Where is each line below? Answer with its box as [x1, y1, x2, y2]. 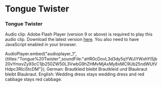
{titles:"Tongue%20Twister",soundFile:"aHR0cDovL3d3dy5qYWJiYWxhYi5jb [5, 56, 158, 62]
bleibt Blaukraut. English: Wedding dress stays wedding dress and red [5, 71, 145, 77]
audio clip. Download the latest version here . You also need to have [5, 37, 139, 42]
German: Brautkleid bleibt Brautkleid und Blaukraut [46, 66, 147, 72]
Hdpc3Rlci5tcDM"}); [5, 66, 46, 72]
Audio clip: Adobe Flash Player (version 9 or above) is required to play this [5, 31, 153, 37]
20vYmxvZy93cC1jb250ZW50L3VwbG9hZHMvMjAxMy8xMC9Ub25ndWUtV [5, 61, 158, 67]
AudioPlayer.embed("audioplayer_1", [5, 51, 77, 57]
